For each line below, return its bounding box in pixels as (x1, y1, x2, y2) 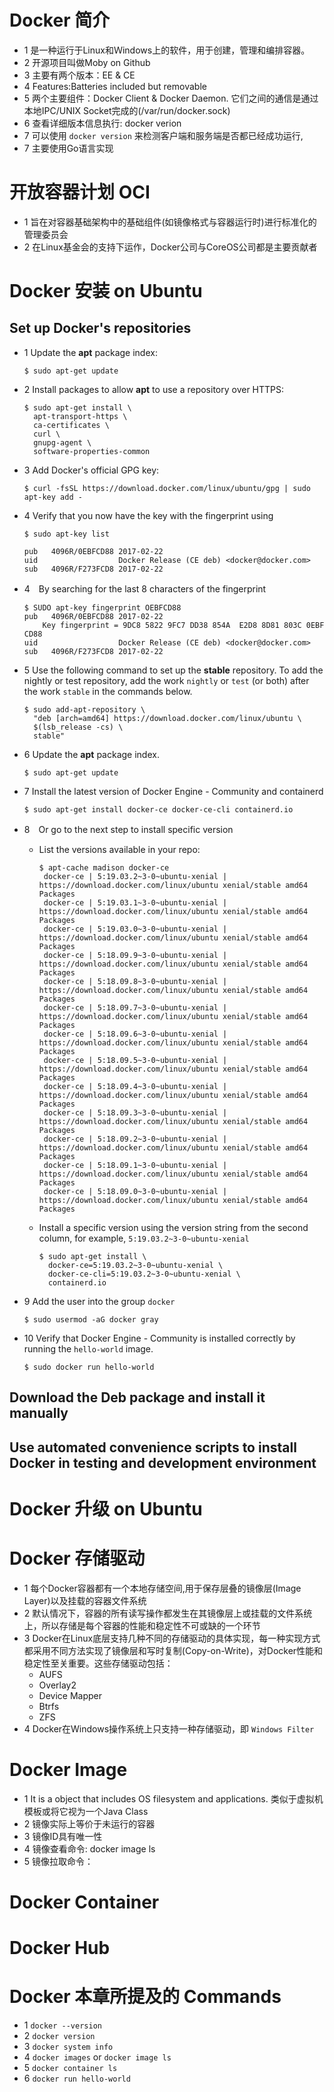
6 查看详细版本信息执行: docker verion (23, 117, 182, 129)
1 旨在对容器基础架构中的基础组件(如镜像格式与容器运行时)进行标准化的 (23, 216, 317, 228)
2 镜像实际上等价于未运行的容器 (23, 1817, 156, 1830)
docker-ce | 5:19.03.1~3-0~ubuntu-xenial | (43, 897, 228, 908)
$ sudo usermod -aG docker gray (23, 1314, 159, 1325)
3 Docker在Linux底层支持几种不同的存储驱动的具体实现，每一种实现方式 (23, 1632, 321, 1644)
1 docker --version (23, 2019, 102, 2031)
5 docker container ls (23, 2062, 118, 2074)
